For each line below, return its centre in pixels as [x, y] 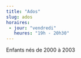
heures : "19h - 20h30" [41, 33]
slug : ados [19, 17]
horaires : [18, 22]
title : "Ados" [23, 11]
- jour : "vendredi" [33, 28]
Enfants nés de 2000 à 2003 [41, 50]
